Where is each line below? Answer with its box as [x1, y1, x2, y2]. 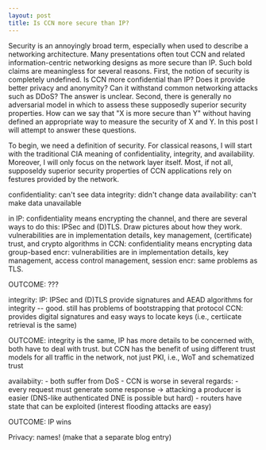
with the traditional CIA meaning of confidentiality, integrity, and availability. [8, 148, 256, 159]
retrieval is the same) [8, 320, 77, 329]
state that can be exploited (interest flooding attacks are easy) [8, 402, 212, 411]
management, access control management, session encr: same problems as [8, 256, 258, 265]
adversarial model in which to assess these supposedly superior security [8, 100, 247, 110]
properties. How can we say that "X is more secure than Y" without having [8, 108, 252, 117]
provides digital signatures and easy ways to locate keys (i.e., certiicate [8, 311, 242, 321]
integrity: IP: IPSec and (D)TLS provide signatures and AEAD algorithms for [8, 294, 253, 304]
